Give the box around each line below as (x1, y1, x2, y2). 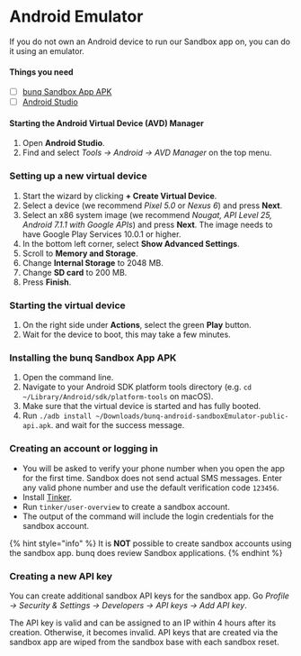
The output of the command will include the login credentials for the (22, 511, 274, 522)
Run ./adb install (22, 410, 93, 421)
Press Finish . (22, 277, 72, 287)
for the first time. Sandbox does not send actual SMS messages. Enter (22, 472, 283, 483)
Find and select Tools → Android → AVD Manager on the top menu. (22, 147, 272, 159)
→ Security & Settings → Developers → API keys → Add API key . (9, 599, 247, 610)
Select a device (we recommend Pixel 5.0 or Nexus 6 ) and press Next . (22, 200, 283, 211)
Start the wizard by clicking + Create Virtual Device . (22, 190, 217, 201)
